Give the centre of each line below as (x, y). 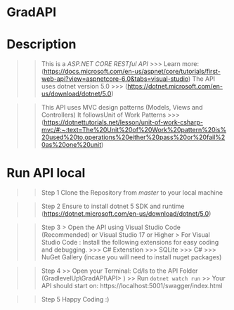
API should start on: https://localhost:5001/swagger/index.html (132, 286)
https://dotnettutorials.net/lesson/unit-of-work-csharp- (123, 122)
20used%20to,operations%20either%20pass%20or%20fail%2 (133, 137)
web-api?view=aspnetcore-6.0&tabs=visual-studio (115, 79)
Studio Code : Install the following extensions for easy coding (130, 243)
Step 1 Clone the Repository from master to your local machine (132, 193)
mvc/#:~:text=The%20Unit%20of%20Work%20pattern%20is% (134, 130)
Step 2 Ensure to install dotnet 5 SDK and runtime (113, 206)
